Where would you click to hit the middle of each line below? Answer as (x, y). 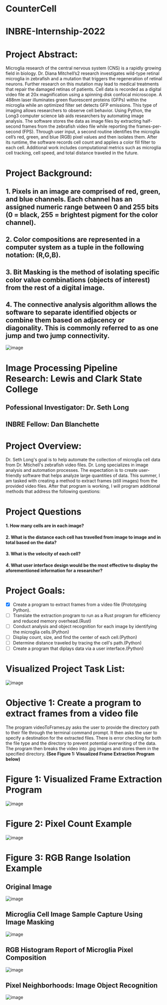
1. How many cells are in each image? (45, 526)
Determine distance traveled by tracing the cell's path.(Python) (77, 643)
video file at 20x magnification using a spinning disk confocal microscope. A (84, 95)
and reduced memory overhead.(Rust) (52, 621)
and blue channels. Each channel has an (69, 199)
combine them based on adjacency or (65, 320)
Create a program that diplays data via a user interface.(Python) (78, 648)
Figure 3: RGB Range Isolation (68, 858)
